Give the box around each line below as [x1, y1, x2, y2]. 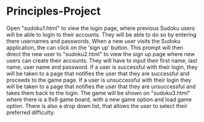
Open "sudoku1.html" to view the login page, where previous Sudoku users [6, 24, 195, 32]
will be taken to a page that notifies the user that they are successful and [6, 70, 190, 77]
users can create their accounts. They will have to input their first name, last [6, 57, 197, 64]
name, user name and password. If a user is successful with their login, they [6, 63, 198, 71]
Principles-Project [6, 4, 101, 18]
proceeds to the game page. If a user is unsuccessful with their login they [6, 76, 192, 84]
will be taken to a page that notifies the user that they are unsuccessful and [6, 82, 196, 90]
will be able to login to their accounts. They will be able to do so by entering [6, 30, 197, 38]
